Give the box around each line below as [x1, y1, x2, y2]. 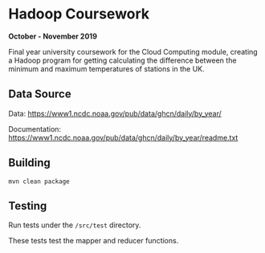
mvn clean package [8, 178, 70, 186]
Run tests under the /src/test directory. [8, 220, 141, 230]
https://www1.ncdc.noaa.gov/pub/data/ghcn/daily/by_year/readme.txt [8, 133, 238, 142]
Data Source [8, 88, 71, 101]
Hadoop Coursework [8, 5, 150, 23]
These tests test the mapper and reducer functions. [8, 236, 179, 246]
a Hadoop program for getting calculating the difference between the [8, 55, 237, 65]
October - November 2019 [8, 31, 98, 41]
